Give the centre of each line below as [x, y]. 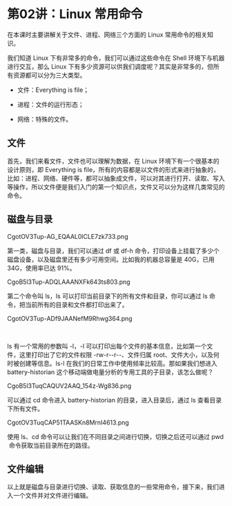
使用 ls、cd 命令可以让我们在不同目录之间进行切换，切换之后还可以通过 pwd [116, 436]
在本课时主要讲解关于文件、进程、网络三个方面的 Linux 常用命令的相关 [107, 35]
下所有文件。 [25, 409]
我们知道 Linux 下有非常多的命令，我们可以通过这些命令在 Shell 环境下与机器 [116, 58]
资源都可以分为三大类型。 [49, 75]
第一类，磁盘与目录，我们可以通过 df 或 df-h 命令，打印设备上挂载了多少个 [113, 251]
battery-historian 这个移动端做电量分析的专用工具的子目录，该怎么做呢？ [110, 372]
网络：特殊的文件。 [45, 119]
